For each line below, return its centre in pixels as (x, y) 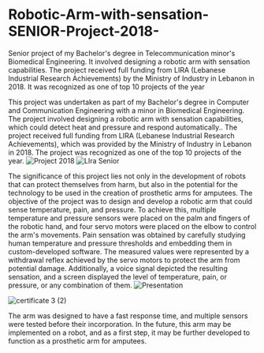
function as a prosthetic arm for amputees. (78, 340)
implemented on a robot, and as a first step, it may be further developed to (129, 332)
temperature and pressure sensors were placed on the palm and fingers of (129, 218)
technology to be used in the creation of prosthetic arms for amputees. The (130, 193)
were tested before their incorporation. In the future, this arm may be (120, 324)
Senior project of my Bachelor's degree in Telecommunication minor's (122, 53)
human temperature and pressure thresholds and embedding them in (120, 243)
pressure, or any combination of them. (70, 285)
